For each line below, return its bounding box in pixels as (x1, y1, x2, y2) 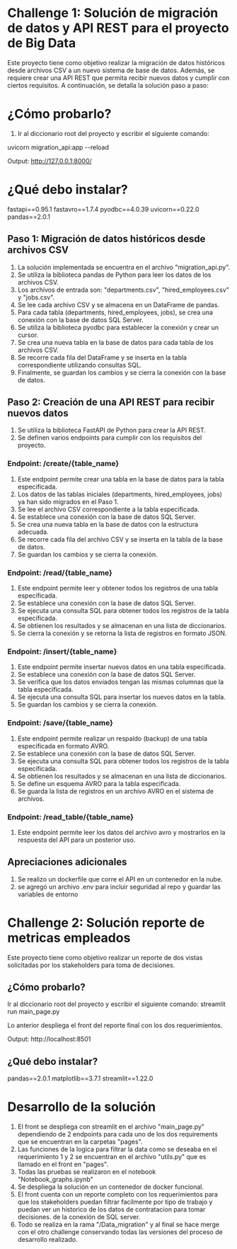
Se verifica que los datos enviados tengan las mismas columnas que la (17, 678, 224, 686)
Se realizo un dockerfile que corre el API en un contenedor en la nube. (17, 874, 223, 883)
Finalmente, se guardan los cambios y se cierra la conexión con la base (17, 368, 226, 377)
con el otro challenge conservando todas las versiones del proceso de (17, 1228, 223, 1236)
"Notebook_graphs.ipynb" (17, 1175, 94, 1184)
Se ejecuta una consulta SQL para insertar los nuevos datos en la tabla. (17, 692, 226, 702)
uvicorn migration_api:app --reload (7, 143, 110, 152)
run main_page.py (7, 1008, 60, 1016)
